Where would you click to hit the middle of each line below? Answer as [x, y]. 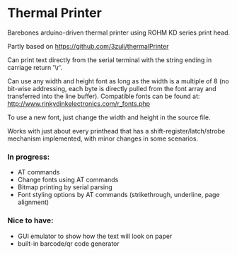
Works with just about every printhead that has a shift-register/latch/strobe [116, 131]
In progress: [29, 157]
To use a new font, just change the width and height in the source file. [109, 117]
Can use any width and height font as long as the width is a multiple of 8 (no [118, 81]
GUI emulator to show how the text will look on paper [95, 236]
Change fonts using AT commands [68, 180]
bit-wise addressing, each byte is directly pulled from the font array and [112, 88]
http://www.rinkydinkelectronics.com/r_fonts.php [79, 103]
